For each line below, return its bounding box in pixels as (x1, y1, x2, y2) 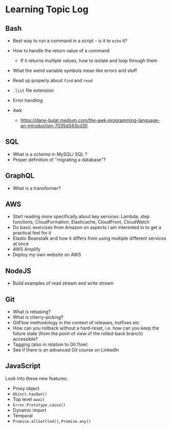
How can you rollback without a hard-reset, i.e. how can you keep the (12, 325, 159, 331)
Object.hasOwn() (12, 392, 47, 397)
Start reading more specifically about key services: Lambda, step (12, 213, 150, 220)
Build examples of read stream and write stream (12, 280, 114, 286)
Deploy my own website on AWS (12, 251, 82, 258)
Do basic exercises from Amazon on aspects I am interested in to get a (12, 224, 162, 230)
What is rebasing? (12, 309, 51, 315)
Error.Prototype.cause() (12, 402, 66, 407)
